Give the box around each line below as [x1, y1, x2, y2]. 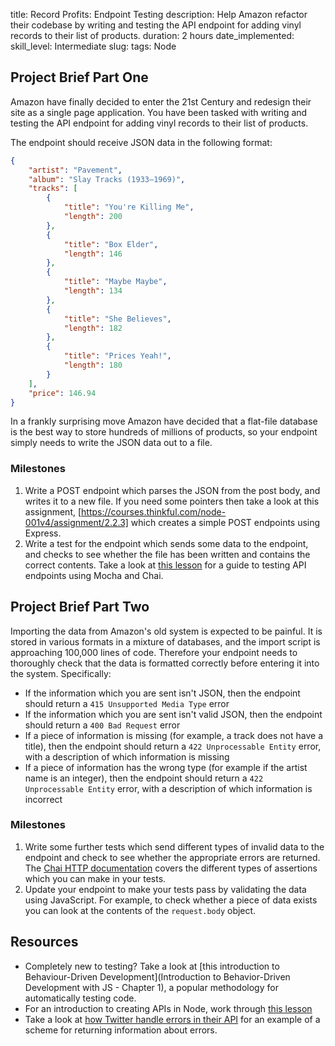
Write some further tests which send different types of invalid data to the [24, 840, 325, 853]
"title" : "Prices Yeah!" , [63, 351, 172, 361]
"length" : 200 [63, 212, 123, 222]
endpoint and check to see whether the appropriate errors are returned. [24, 851, 321, 863]
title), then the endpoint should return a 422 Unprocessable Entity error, [24, 740, 322, 752]
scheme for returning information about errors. [24, 1024, 218, 1036]
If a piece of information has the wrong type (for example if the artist [24, 761, 308, 773]
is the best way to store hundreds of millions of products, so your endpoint [10, 426, 318, 438]
